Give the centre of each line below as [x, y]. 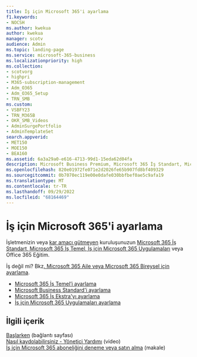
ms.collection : [25, 66]
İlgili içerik [25, 321]
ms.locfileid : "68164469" [38, 197]
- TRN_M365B [21, 115]
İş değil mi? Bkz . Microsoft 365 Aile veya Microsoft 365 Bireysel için [88, 266]
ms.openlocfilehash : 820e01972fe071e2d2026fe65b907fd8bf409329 [85, 170]
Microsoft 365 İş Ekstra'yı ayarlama [57, 297]
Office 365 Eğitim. [28, 255]
